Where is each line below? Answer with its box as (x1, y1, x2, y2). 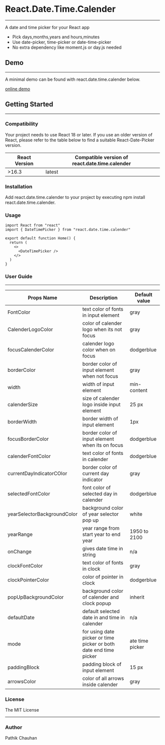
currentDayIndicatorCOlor (7, 470, 67, 477)
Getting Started (5, 100, 54, 109)
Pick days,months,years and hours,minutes (12, 33, 100, 40)
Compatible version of (75, 154, 129, 161)
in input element (82, 312, 120, 319)
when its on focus (82, 442, 124, 449)
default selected (82, 608, 120, 615)
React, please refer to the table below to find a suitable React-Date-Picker (5, 137, 155, 143)
